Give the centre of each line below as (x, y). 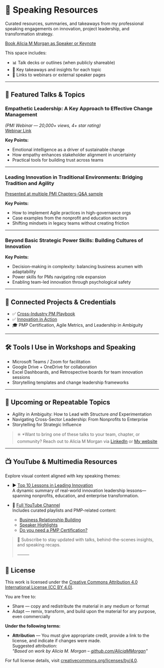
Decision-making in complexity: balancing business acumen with (77, 267)
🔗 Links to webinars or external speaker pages (59, 75)
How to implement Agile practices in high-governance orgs (72, 212)
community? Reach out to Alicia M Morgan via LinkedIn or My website (87, 441)
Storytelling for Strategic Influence (47, 424)
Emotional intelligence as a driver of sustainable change (68, 149)
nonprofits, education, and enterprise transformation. (85, 496)
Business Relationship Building (50, 520)
